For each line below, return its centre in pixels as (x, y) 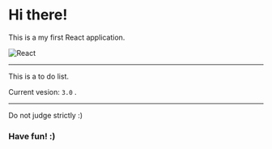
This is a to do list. (39, 76)
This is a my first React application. (67, 37)
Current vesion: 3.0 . (42, 92)
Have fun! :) (32, 136)
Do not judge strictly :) (46, 115)
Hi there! (38, 15)
